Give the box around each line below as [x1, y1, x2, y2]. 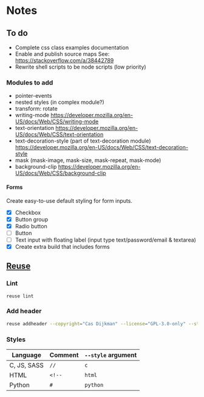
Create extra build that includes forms [15, 243, 110, 250]
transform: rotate [15, 105, 58, 112]
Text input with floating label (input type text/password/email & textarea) [15, 236, 196, 243]
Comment [49, 351, 79, 359]
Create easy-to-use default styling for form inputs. [6, 197, 132, 204]
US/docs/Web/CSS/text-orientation [15, 131, 104, 138]
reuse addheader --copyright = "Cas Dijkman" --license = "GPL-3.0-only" [6, 321, 186, 327]
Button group [15, 215, 49, 223]
